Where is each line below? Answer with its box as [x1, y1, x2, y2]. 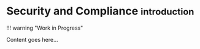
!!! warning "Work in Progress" [6, 24, 83, 31]
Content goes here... [6, 36, 58, 43]
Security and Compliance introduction [6, 4, 194, 18]
